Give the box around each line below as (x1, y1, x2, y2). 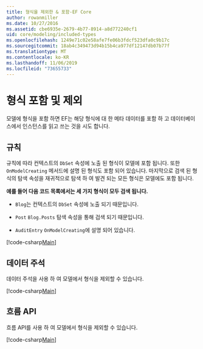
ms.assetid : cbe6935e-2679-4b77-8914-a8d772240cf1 (6, 26, 137, 32)
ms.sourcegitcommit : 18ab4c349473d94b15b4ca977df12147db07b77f (6, 43, 170, 49)
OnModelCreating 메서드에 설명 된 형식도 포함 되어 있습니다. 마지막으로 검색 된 (6, 167, 191, 174)
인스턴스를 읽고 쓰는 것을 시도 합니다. (22, 122, 111, 130)
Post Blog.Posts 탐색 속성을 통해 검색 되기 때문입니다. (15, 214, 144, 221)
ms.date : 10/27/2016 (6, 20, 59, 26)
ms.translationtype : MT (6, 49, 67, 55)
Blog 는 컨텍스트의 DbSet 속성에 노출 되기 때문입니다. (15, 200, 139, 208)
